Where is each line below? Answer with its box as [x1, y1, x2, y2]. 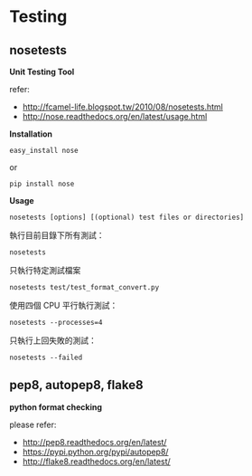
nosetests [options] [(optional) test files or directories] [9, 213, 245, 222]
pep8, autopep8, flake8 [9, 377, 144, 393]
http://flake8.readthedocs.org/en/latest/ [22, 455, 172, 467]
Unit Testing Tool [9, 66, 75, 77]
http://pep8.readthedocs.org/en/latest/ [22, 436, 167, 447]
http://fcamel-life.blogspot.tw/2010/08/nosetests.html [22, 101, 223, 112]
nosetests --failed [9, 353, 83, 362]
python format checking [9, 401, 102, 413]
